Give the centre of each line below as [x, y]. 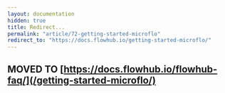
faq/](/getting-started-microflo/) [82, 80]
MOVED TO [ [36, 69]
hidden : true [27, 21]
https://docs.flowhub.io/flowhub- [141, 69]
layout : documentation [41, 14]
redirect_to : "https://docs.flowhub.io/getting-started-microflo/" [110, 40]
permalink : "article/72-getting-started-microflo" [84, 34]
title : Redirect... [36, 27]
